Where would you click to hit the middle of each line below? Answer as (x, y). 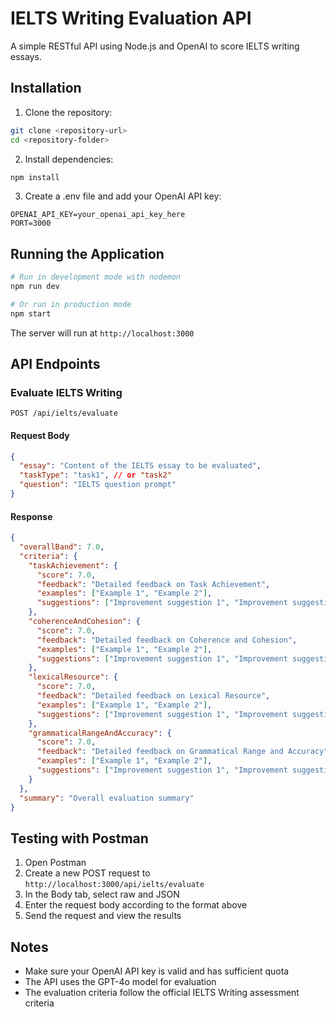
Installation (46, 88)
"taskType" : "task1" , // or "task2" (95, 475)
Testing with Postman (79, 838)
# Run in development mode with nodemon (96, 277)
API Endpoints (55, 364)
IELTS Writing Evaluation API (131, 18)
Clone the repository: (68, 112)
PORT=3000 (31, 223)
